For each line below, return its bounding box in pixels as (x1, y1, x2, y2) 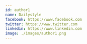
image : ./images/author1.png (5, 31, 66, 36)
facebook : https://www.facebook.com (5, 17, 82, 22)
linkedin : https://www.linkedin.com (5, 26, 82, 31)
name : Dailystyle (5, 12, 42, 17)
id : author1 (5, 7, 30, 13)
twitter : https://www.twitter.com (5, 21, 78, 27)
